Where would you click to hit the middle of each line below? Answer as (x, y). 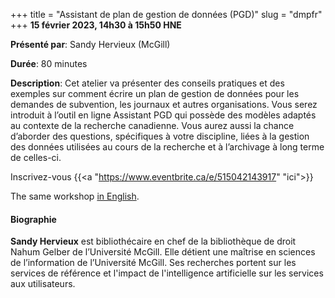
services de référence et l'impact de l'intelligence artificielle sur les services (167, 273)
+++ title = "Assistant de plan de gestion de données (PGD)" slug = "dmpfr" (166, 14)
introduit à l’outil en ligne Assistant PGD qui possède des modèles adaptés (163, 115)
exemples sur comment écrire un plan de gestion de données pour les (155, 93)
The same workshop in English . (75, 196)
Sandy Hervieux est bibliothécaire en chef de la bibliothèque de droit (153, 241)
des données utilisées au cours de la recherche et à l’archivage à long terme (167, 147)
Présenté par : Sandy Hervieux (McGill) (90, 44)
